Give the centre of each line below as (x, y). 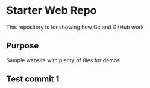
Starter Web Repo (52, 10)
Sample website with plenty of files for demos (63, 60)
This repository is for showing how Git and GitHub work (75, 27)
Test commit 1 (33, 79)
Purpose (23, 46)
